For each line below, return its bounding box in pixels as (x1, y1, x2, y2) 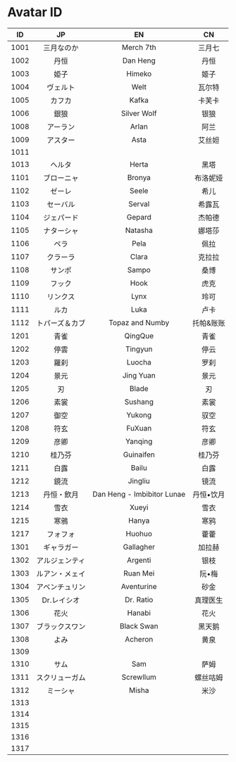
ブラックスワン (36, 621, 86, 631)
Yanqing (125, 436, 153, 446)
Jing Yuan (122, 370, 156, 380)
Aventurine (120, 581, 157, 591)
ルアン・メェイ (36, 569, 86, 578)
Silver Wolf (120, 108, 157, 118)
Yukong (126, 409, 152, 419)
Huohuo (125, 528, 153, 538)
